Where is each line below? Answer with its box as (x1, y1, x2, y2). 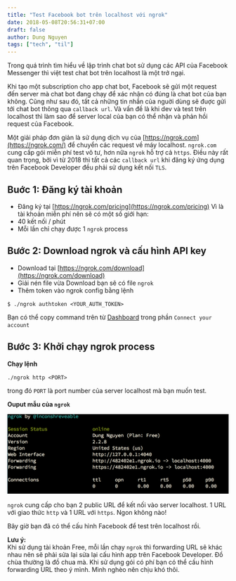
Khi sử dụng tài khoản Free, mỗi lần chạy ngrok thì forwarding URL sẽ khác (7, 543, 223, 551)
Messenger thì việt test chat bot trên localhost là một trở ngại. (7, 69, 185, 77)
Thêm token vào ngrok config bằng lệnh (17, 286, 134, 295)
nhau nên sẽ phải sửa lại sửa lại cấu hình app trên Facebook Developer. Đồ (7, 551, 223, 559)
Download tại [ (17, 264, 60, 272)
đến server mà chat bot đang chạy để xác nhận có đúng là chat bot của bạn (7, 90, 227, 98)
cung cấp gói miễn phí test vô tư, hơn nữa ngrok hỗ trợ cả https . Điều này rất (7, 148, 228, 157)
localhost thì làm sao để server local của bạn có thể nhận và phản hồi (7, 113, 209, 121)
